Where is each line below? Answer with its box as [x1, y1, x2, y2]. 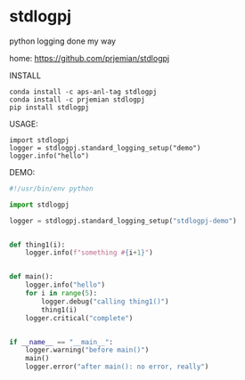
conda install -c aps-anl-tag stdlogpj [9, 87, 158, 96]
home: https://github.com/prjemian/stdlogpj [9, 53, 170, 63]
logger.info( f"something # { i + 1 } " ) [25, 248, 153, 257]
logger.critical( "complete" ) [25, 313, 134, 322]
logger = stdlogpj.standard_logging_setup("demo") [9, 143, 201, 152]
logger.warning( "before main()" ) [25, 345, 150, 355]
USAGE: [9, 118, 38, 129]
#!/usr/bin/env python [9, 184, 94, 193]
